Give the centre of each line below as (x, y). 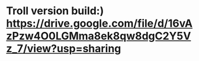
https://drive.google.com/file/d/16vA (99, 23)
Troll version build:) (55, 11)
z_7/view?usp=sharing (64, 49)
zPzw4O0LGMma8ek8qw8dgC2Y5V (99, 36)
